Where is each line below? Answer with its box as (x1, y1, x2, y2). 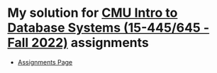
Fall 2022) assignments (7, 35, 149, 51)
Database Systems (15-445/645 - (7, 20, 210, 36)
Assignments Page (17, 58, 73, 66)
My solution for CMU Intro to (7, 5, 178, 21)
